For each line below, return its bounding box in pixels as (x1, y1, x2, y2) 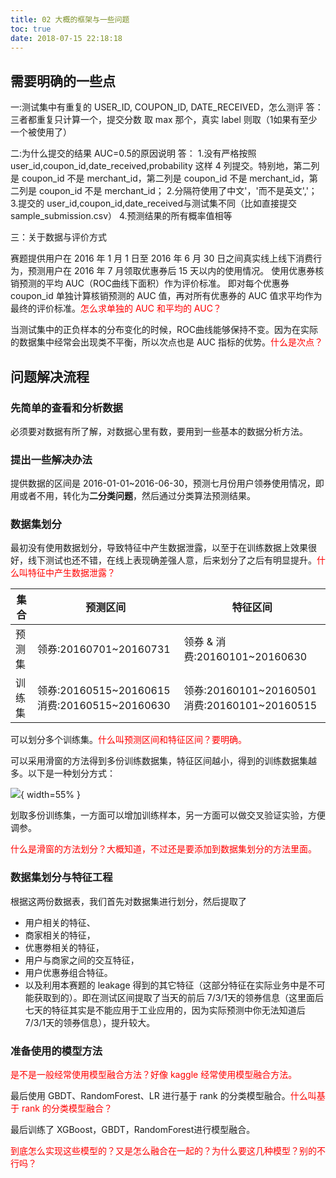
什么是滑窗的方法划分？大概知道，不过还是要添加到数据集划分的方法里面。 (10, 843, 317, 855)
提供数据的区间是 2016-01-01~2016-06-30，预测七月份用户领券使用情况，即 (10, 477, 325, 490)
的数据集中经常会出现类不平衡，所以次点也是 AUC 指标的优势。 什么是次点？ (10, 336, 323, 348)
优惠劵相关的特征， (24, 941, 105, 953)
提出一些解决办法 (10, 452, 93, 466)
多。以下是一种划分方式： (10, 767, 116, 780)
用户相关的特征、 (24, 916, 96, 928)
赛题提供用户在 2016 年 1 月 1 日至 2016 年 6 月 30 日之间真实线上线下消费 (10, 252, 314, 265)
